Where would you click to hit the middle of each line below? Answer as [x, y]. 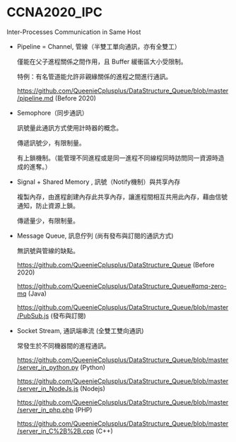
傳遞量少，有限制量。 [48, 221]
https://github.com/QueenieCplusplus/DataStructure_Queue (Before [116, 264]
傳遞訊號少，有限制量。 [51, 143]
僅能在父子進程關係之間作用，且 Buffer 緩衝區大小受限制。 [102, 62]
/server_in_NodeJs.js [48, 388]
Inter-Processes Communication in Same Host [74, 32]
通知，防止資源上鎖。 [48, 205]
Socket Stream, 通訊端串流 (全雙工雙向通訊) [80, 330]
